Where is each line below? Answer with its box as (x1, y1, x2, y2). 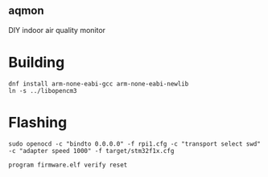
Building (8, 54, 65, 71)
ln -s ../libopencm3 (8, 86, 78, 95)
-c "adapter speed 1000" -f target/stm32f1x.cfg (8, 147, 175, 155)
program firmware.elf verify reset (8, 161, 128, 169)
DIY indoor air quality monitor (8, 25, 106, 34)
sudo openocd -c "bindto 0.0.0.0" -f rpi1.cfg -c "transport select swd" (8, 139, 262, 148)
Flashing (8, 113, 68, 131)
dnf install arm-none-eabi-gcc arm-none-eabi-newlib (8, 79, 189, 88)
